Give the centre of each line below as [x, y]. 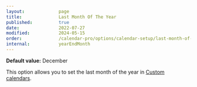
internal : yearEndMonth [48, 44]
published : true [38, 22]
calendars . [19, 78]
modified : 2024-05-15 [45, 33]
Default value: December [37, 60]
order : [14, 39]
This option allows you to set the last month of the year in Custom [86, 72]
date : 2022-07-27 [45, 28]
